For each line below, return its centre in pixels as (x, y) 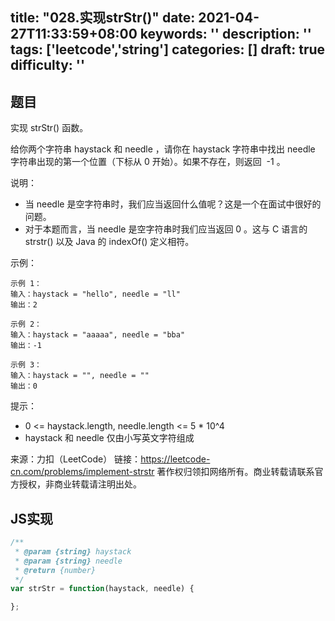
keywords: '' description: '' (225, 34)
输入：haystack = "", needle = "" (80, 376)
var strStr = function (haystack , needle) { (102, 589)
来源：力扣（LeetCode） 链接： (76, 459)
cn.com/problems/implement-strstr (82, 472)
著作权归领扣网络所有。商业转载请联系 (235, 472)
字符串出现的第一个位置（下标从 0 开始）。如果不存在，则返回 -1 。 (148, 162)
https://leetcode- (175, 459)
